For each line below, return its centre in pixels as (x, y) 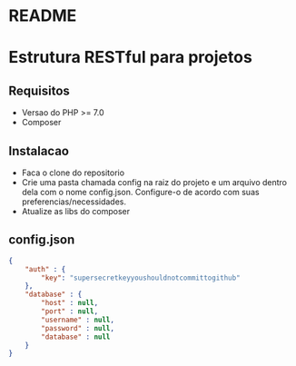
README (43, 16)
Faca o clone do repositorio (73, 173)
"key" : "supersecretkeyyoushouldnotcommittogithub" (141, 278)
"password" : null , (78, 328)
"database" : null (76, 337)
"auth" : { (45, 269)
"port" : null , (70, 312)
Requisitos (39, 90)
